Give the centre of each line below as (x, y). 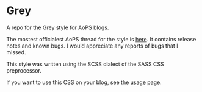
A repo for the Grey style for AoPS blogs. (58, 27)
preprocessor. (24, 70)
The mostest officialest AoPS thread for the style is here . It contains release (101, 39)
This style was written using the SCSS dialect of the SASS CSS (85, 64)
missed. (16, 52)
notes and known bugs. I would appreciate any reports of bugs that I (92, 46)
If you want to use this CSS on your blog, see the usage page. (84, 82)
